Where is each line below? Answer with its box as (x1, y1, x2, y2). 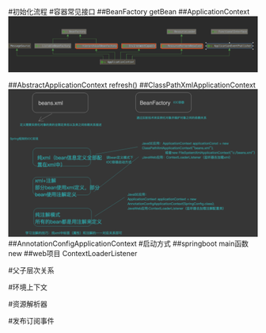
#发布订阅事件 (8, 316, 55, 325)
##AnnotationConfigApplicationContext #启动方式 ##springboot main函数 (8, 239, 249, 248)
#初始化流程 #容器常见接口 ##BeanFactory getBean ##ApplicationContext (8, 7, 250, 16)
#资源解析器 (8, 299, 47, 308)
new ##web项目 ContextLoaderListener (8, 248, 138, 258)
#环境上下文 (8, 282, 47, 292)
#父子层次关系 (8, 265, 55, 275)
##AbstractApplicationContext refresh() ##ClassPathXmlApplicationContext (8, 80, 256, 90)
